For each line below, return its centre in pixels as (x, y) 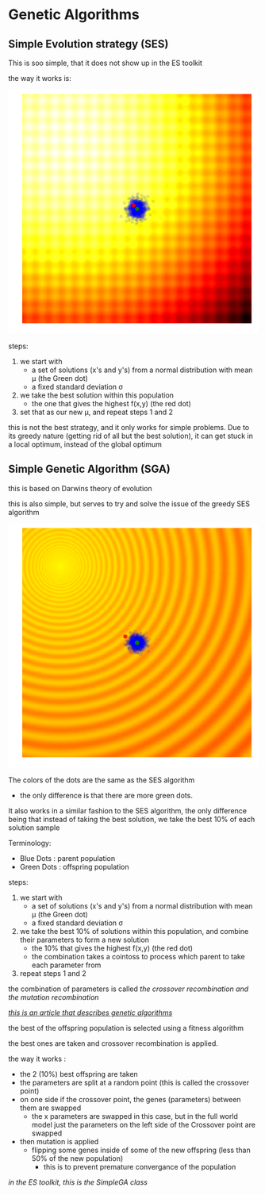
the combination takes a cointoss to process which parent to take (138, 957)
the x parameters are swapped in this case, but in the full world (134, 1116)
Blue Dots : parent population (67, 858)
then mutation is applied (59, 1141)
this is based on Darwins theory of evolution (80, 488)
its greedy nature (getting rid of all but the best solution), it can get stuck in (131, 436)
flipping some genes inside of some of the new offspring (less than (141, 1150)
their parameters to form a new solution (84, 939)
